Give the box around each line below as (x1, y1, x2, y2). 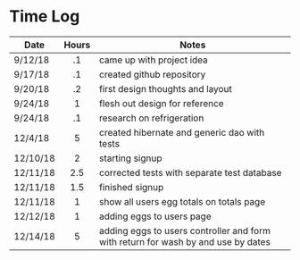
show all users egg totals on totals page (98, 195, 266, 207)
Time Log (9, 6, 80, 27)
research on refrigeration (98, 112, 204, 124)
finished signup (98, 180, 164, 193)
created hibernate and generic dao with (98, 126, 265, 138)
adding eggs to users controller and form (98, 224, 271, 237)
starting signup (98, 152, 162, 164)
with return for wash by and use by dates (98, 235, 271, 247)
